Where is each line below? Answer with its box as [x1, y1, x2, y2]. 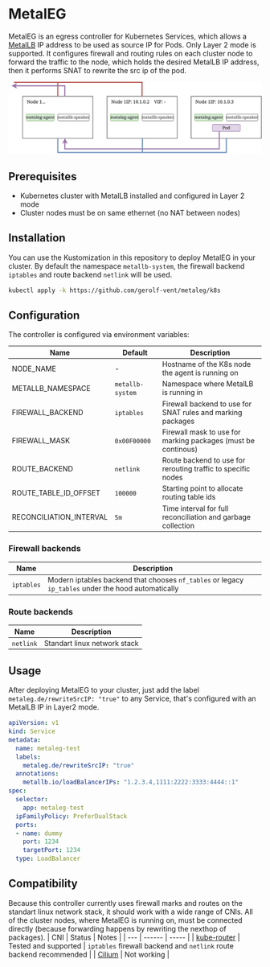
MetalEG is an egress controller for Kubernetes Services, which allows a [8, 31, 247, 41]
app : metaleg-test [22, 804, 84, 812]
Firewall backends [8, 543, 82, 554]
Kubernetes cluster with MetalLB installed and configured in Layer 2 [19, 191, 245, 200]
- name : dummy [15, 829, 63, 837]
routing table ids [162, 492, 216, 502]
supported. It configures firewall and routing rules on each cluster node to [8, 48, 253, 58]
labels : [15, 753, 42, 761]
